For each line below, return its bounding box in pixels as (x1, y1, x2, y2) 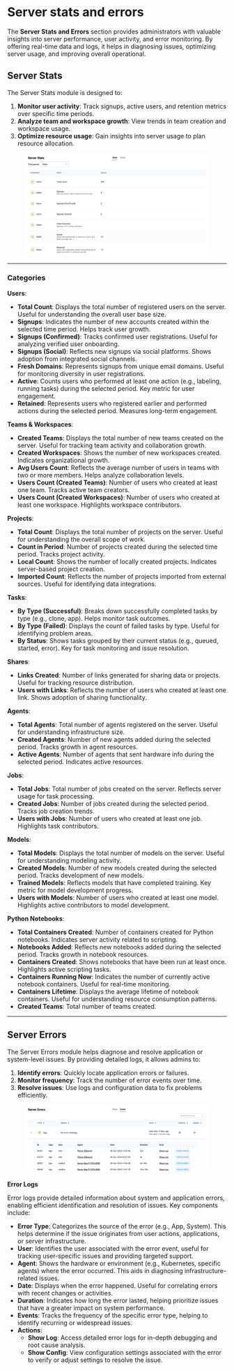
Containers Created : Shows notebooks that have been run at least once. (17, 957, 227, 966)
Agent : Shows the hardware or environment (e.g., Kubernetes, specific (17, 1259, 221, 1268)
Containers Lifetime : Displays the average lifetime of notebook (17, 987, 199, 996)
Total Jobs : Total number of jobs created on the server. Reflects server (17, 784, 221, 793)
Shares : (7, 657, 30, 666)
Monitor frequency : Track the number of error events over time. (17, 1076, 202, 1084)
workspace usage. (17, 124, 71, 133)
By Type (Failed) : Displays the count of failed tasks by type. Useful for (17, 622, 220, 630)
